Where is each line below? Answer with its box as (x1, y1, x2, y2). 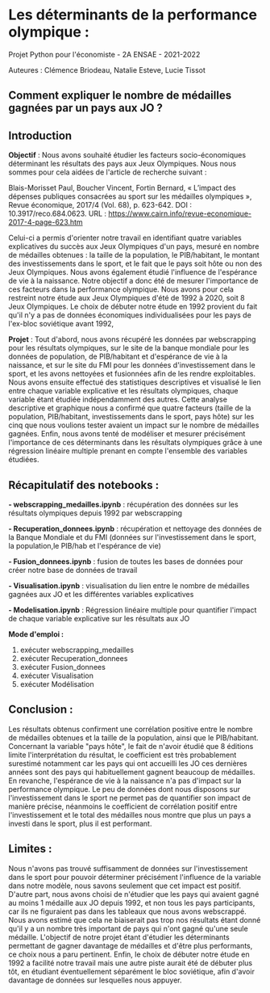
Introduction (8, 128, 73, 142)
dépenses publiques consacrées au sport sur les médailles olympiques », (8, 191, 252, 201)
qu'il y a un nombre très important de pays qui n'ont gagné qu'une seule (8, 924, 248, 933)
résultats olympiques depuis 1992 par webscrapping (8, 507, 183, 518)
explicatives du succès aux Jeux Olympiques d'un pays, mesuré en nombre (8, 242, 260, 251)
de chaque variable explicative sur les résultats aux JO (8, 613, 190, 623)
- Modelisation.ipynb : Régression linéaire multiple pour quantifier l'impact (8, 604, 257, 615)
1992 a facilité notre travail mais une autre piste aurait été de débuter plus (8, 957, 252, 967)
